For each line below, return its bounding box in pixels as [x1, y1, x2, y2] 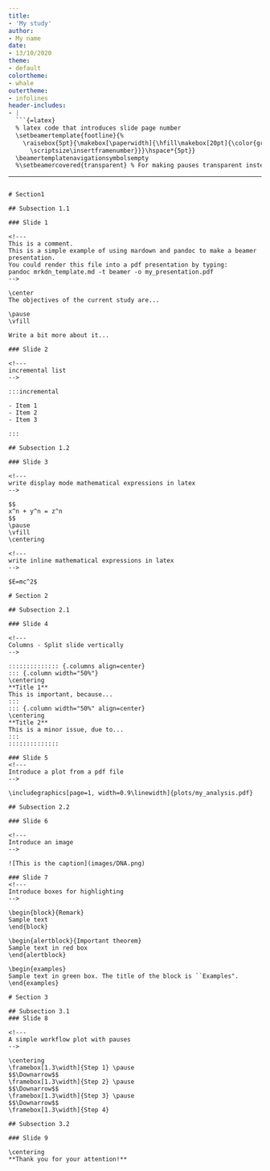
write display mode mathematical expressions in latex [8, 480, 196, 488]
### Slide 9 [8, 1134, 48, 1143]
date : [8, 42, 27, 50]
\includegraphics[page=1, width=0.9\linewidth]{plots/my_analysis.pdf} [8, 790, 253, 798]
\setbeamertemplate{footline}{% [15, 131, 125, 139]
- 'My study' [8, 19, 52, 27]
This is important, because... [8, 691, 113, 699]
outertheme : [8, 86, 48, 95]
